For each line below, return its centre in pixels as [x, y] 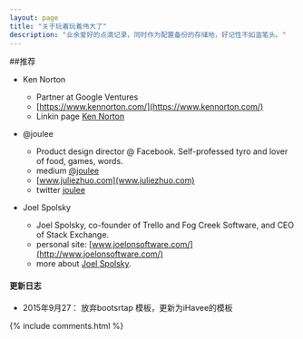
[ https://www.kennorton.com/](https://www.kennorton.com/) [150, 107]
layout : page [34, 18]
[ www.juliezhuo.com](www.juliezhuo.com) [115, 180]
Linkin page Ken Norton [80, 116]
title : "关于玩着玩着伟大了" [58, 26]
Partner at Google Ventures [87, 97]
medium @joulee [68, 171]
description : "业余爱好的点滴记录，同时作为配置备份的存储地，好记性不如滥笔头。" [148, 34]
